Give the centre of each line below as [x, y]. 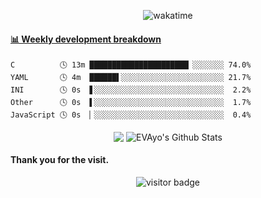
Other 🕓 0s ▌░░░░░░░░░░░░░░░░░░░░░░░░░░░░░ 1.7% [131, 103]
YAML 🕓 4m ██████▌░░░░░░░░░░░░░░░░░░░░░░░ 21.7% [131, 78]
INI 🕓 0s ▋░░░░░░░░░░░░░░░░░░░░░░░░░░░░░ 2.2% [131, 90]
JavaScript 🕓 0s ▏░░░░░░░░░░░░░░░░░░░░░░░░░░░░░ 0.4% [131, 115]
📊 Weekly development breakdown [86, 39]
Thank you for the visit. [60, 160]
